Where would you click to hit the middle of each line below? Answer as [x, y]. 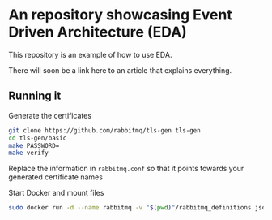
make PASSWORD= [34, 145]
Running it [35, 96]
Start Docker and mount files [56, 193]
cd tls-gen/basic [38, 138]
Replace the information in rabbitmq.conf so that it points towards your [126, 169]
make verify [28, 153]
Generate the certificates [50, 115]
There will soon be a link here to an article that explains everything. [120, 70]
